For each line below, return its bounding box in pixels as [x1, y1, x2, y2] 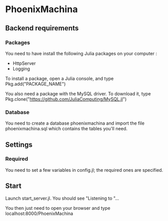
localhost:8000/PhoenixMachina [5, 210, 74, 216]
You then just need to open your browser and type [5, 205, 111, 211]
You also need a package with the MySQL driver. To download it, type [5, 90, 151, 97]
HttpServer [12, 60, 36, 66]
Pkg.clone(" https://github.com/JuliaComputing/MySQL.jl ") [5, 96, 127, 102]
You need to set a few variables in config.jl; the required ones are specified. [5, 167, 163, 173]
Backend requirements [5, 24, 79, 32]
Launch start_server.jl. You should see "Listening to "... [5, 195, 119, 201]
